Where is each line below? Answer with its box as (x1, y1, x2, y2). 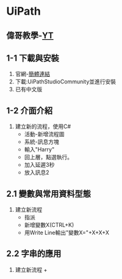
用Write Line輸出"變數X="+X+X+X (24, 229, 110, 237)
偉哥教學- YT (6, 30, 54, 40)
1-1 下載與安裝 (6, 53, 59, 63)
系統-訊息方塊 (24, 138, 60, 145)
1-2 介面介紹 (6, 105, 53, 116)
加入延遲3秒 (24, 161, 55, 169)
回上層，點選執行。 (24, 153, 73, 161)
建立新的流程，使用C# (15, 123, 71, 130)
